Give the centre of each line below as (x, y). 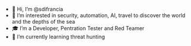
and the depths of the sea (43, 22)
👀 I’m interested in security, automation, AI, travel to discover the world (98, 15)
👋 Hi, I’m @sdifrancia (37, 9)
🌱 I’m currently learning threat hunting (58, 37)
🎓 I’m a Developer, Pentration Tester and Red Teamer (78, 28)
